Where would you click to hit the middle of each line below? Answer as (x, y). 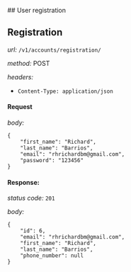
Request (20, 107)
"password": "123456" (52, 161)
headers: (21, 76)
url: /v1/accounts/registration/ (54, 50)
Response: (24, 182)
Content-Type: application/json (65, 91)
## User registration (36, 10)
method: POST (29, 63)
